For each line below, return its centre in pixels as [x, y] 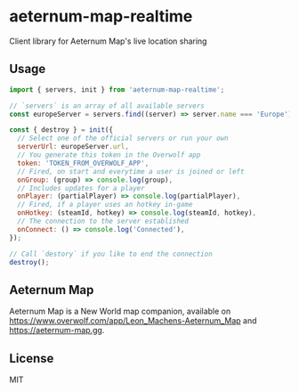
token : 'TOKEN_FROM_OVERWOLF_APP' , [83, 163]
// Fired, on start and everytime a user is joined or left [131, 171]
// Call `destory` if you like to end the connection [111, 254]
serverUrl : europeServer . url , [73, 147]
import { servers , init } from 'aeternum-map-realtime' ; [117, 90]
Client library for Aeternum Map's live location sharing [108, 41]
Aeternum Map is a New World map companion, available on [120, 311]
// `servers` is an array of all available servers [107, 106]
